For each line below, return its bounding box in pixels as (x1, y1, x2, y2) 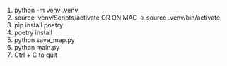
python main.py (13, 44, 60, 51)
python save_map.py (13, 36, 76, 44)
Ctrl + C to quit (13, 51, 58, 59)
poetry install (13, 28, 53, 37)
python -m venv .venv (13, 6, 78, 14)
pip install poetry (13, 21, 64, 29)
